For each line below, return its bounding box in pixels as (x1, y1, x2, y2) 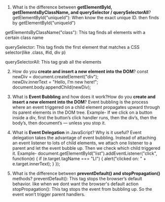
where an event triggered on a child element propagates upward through (12, 104, 160, 110)
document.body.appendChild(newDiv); (12, 84, 91, 90)
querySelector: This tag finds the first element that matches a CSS (5, 44, 140, 50)
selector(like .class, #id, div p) (5, 49, 66, 55)
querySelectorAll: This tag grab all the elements (5, 59, 102, 65)
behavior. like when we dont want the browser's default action (12, 181, 139, 187)
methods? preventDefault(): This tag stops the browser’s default (12, 176, 142, 181)
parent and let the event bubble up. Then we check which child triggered (12, 145, 161, 151)
